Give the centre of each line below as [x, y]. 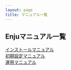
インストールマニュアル [30, 50]
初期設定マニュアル [25, 56]
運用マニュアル [21, 62]
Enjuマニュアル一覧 [35, 36]
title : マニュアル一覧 [27, 15]
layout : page [19, 10]
